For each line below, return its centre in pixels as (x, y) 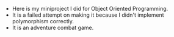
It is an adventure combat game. (53, 27)
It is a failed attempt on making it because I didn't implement (88, 15)
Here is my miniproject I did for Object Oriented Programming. (90, 9)
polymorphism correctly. (43, 21)
